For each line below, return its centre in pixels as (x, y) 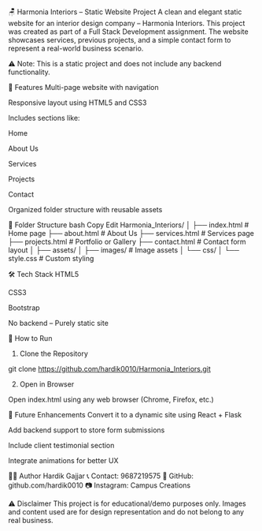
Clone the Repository (54, 353)
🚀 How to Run (30, 338)
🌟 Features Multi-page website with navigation (83, 87)
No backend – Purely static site (58, 323)
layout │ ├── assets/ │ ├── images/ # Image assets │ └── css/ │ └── (124, 250)
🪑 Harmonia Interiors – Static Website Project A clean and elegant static (125, 12)
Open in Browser (47, 384)
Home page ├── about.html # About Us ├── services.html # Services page (131, 233)
